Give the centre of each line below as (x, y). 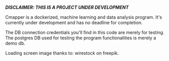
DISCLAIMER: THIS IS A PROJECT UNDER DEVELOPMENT (67, 7)
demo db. (15, 43)
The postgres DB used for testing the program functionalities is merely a (81, 38)
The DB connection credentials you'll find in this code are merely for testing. (85, 32)
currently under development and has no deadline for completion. (74, 23)
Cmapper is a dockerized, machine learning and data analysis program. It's (84, 17)
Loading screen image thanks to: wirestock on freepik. (62, 53)
